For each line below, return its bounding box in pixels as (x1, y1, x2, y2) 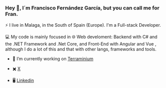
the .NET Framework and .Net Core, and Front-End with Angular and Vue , (5, 41, 157, 47)
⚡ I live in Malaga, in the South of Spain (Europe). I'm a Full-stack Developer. (5, 22, 162, 28)
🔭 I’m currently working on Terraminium (12, 56, 93, 62)
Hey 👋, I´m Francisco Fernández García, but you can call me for (5, 4, 160, 11)
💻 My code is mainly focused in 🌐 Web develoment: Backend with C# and (5, 34, 158, 40)
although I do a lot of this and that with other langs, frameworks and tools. (5, 46, 157, 52)
